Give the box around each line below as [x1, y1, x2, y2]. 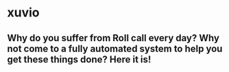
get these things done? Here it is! [7, 53, 152, 65]
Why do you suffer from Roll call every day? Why [7, 32, 219, 44]
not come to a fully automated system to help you [7, 43, 223, 54]
